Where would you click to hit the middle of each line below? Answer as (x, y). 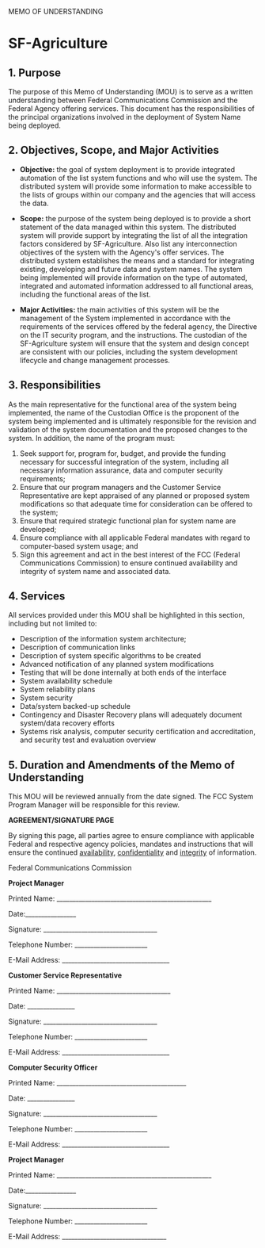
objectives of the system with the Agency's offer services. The (122, 252)
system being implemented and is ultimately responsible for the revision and (132, 421)
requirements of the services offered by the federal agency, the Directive (138, 326)
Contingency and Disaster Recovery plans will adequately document (131, 715)
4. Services (37, 597)
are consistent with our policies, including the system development (129, 351)
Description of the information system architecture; (103, 639)
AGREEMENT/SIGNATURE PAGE (61, 821)
